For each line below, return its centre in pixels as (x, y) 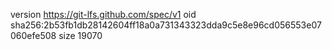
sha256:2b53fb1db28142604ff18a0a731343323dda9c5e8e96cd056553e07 (166, 25)
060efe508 (33, 35)
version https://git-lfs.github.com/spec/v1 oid (103, 14)
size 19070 (80, 35)
